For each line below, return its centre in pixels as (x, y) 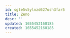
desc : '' (14, 19)
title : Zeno (17, 14)
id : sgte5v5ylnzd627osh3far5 (35, 10)
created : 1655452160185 (30, 28)
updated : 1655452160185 (30, 23)
